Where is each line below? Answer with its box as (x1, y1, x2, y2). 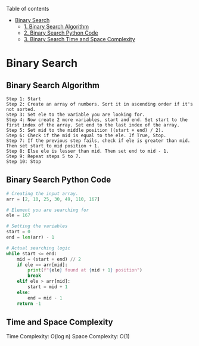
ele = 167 (6, 212, 31, 218)
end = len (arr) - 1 (6, 234, 55, 240)
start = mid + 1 (27, 284, 68, 290)
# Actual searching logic (6, 245, 70, 251)
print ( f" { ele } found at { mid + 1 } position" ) (27, 267, 143, 273)
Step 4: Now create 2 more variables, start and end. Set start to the (6, 117, 188, 123)
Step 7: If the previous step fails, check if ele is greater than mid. (6, 138, 191, 144)
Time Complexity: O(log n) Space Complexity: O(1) (6, 333, 130, 340)
